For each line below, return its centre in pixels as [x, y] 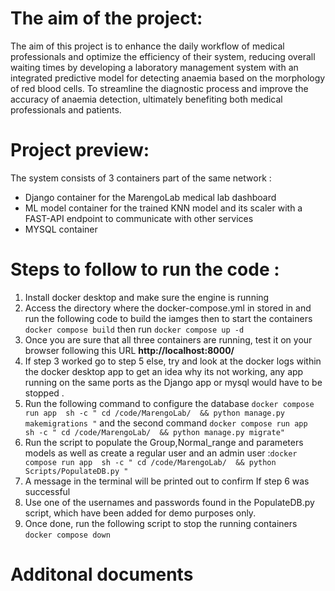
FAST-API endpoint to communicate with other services [139, 218]
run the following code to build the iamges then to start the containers [168, 318]
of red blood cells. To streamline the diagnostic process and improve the [159, 88]
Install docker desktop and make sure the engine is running [147, 297]
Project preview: [80, 150]
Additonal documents [102, 574]
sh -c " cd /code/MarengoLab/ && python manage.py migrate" [155, 432]
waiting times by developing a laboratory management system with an [154, 67]
